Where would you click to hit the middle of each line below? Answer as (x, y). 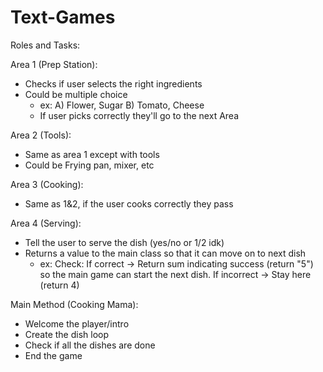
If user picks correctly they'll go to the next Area (139, 115)
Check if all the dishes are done (90, 345)
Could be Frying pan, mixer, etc (89, 165)
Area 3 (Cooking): (47, 184)
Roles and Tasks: (45, 45)
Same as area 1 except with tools (92, 154)
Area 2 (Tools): (41, 135)
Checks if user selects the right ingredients (113, 83)
